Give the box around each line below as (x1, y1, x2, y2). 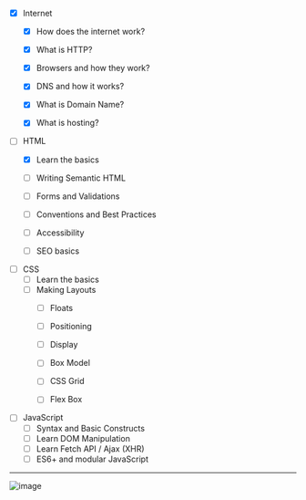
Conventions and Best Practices (36, 209, 157, 220)
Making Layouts (36, 285, 97, 295)
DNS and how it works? (36, 81, 125, 92)
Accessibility (36, 227, 85, 238)
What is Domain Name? (36, 99, 125, 110)
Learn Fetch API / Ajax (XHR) (36, 443, 145, 454)
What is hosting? (36, 118, 99, 129)
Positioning (49, 321, 93, 332)
